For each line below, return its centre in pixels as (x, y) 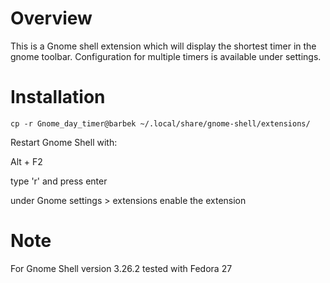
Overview (51, 18)
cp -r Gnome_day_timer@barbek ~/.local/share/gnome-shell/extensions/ (160, 123)
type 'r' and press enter (59, 181)
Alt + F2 (26, 161)
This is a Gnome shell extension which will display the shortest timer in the (163, 46)
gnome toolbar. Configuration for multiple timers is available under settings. (166, 56)
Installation (58, 97)
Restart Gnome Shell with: (64, 142)
